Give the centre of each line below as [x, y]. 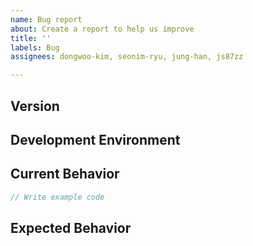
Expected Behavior [71, 227]
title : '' [31, 38]
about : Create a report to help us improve [102, 29]
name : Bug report [46, 19]
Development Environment [95, 139]
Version [35, 106]
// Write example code [57, 197]
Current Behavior [65, 174]
